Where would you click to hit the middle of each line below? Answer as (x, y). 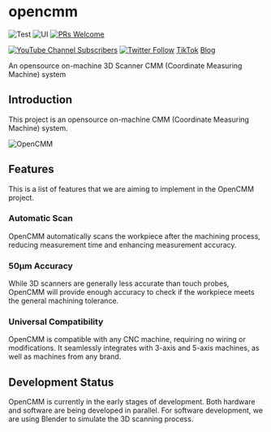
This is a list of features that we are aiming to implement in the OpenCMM (131, 188)
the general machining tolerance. (64, 301)
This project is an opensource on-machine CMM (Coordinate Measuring (129, 119)
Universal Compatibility (56, 322)
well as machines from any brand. (65, 356)
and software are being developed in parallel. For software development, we (136, 410)
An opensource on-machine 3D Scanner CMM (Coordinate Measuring (125, 65)
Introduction (41, 100)
